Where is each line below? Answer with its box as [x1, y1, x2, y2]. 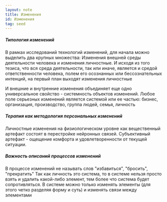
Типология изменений [5, 36, 54, 42]
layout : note [5, 7, 32, 12]
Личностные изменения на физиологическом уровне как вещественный [5, 125, 161, 131]
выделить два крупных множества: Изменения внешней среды [5, 54, 141, 60]
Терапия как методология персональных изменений [5, 113, 122, 119]
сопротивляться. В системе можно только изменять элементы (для [5, 181, 151, 187]
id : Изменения [5, 16, 35, 21]
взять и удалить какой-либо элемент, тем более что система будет [5, 176, 149, 182]
